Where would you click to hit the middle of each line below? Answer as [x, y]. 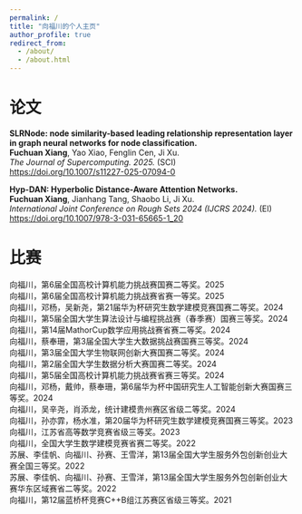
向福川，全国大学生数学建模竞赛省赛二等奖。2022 [103, 443]
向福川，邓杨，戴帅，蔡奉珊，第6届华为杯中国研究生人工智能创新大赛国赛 [147, 386]
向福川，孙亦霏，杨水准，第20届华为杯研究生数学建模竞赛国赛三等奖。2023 [151, 420]
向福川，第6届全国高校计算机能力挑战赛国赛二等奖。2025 [117, 284]
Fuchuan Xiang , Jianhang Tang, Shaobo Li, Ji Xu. [102, 199]
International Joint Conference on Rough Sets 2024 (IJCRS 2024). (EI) [141, 209]
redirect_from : [38, 43]
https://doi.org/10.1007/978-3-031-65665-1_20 [97, 218]
